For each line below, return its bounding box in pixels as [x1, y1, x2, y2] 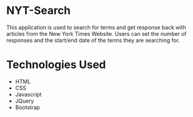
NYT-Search [6, 4, 71, 18]
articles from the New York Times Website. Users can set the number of [6, 30, 187, 37]
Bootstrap [15, 104, 40, 111]
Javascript [15, 90, 42, 98]
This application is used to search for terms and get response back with [6, 24, 187, 31]
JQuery [15, 97, 35, 104]
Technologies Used [6, 58, 107, 72]
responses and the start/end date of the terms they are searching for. [6, 36, 180, 44]
